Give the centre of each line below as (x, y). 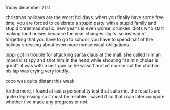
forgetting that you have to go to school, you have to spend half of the (79, 39)
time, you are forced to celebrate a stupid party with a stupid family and (81, 23)
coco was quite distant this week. (40, 81)
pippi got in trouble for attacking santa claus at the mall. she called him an (83, 54)
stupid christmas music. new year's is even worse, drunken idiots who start (85, 28)
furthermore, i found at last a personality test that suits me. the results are (83, 91)
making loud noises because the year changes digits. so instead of (76, 34)
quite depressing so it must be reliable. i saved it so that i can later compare (85, 96)
